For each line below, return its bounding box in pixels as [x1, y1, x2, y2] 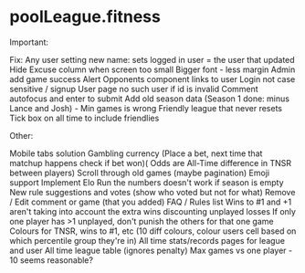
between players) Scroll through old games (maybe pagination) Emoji [9, 167, 270, 178]
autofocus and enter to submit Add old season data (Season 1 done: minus [9, 93, 290, 104]
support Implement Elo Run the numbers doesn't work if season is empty [9, 176, 285, 188]
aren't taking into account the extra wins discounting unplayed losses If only [9, 205, 297, 216]
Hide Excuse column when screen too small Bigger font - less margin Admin [9, 64, 296, 75]
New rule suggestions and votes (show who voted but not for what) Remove [9, 186, 296, 197]
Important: [9, 37, 48, 47]
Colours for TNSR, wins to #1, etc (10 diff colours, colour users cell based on [9, 226, 297, 236]
